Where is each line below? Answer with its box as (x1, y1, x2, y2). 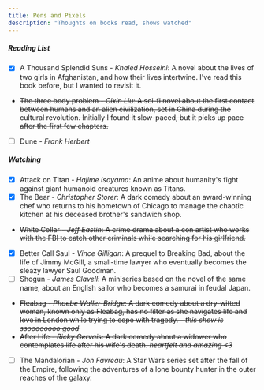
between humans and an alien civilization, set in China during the (19, 104, 231, 114)
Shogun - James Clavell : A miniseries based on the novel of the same (19, 274, 247, 283)
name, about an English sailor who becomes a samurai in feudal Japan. (19, 283, 251, 292)
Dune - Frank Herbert (19, 136, 91, 146)
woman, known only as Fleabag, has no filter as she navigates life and (19, 306, 247, 316)
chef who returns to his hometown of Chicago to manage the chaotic (19, 201, 244, 210)
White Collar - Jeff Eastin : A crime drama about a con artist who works (19, 224, 250, 234)
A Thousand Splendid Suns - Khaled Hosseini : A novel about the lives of (19, 63, 255, 73)
